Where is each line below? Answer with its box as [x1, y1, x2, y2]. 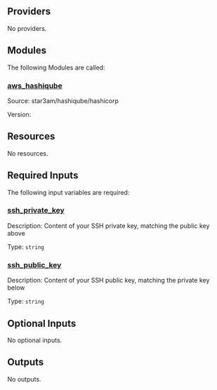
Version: [7, 110, 32, 119]
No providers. [7, 24, 47, 32]
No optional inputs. [7, 336, 63, 344]
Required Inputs [7, 170, 79, 182]
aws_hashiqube [7, 81, 63, 90]
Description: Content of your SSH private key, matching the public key [7, 221, 210, 230]
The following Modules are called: [7, 63, 105, 72]
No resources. [7, 149, 48, 157]
